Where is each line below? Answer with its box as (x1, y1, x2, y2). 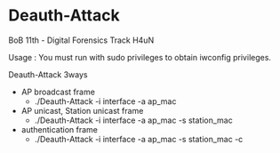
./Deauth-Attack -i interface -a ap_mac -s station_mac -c (34, 133, 244, 144)
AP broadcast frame (20, 86, 95, 97)
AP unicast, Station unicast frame (20, 105, 144, 116)
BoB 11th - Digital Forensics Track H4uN (8, 35, 155, 45)
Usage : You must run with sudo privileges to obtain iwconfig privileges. (8, 52, 272, 62)
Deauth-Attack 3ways (8, 68, 88, 80)
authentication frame (20, 124, 99, 134)
